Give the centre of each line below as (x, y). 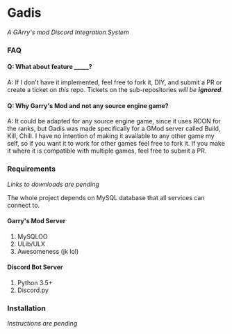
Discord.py (33, 290)
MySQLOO (32, 236)
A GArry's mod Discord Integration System (68, 32)
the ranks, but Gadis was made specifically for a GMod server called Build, (114, 129)
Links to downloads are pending (53, 184)
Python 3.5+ (35, 282)
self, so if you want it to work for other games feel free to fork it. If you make (116, 144)
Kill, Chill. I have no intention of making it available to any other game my (111, 136)
